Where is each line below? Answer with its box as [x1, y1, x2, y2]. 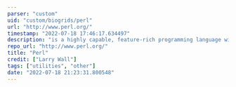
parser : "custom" [7, 10, 58, 18]
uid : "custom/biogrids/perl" [7, 17, 93, 24]
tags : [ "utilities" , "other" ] [7, 62, 96, 69]
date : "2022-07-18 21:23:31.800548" [7, 69, 114, 76]
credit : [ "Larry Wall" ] [7, 56, 77, 63]
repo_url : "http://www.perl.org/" [7, 43, 109, 50]
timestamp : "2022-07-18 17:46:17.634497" [7, 29, 131, 37]
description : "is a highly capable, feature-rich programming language [7, 36, 221, 43]
